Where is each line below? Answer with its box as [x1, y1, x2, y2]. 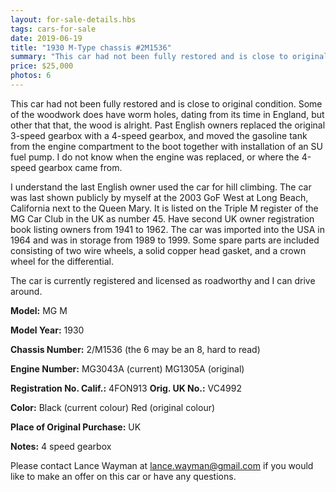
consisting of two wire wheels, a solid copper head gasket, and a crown [10, 244, 307, 256]
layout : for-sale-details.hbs [10, 14, 137, 25]
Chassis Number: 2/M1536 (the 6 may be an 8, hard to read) [10, 343, 261, 355]
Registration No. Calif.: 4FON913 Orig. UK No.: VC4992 [10, 382, 242, 394]
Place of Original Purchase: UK [10, 421, 142, 433]
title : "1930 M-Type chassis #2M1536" [10, 42, 172, 53]
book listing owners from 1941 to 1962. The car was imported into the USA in [10, 223, 326, 235]
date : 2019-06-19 [10, 33, 83, 43]
